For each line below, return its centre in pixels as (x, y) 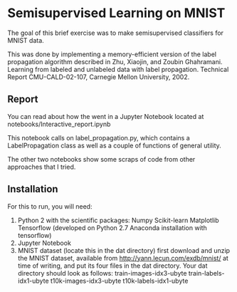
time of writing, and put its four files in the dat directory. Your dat (112, 266)
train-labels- (207, 273)
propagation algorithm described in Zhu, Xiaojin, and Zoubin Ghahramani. (115, 61)
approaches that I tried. (42, 167)
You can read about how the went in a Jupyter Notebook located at (106, 116)
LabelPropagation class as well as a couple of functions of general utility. (115, 145)
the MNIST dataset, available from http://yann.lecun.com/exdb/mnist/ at (123, 258)
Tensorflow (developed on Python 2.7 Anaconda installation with (112, 228)
